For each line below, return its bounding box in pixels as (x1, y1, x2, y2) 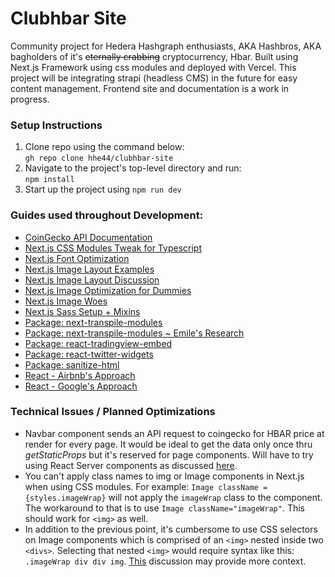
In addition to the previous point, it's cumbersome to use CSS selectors (24, 523, 318, 535)
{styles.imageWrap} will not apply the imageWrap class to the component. (24, 491, 323, 503)
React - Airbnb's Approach (24, 369, 136, 381)
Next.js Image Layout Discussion (24, 273, 160, 286)
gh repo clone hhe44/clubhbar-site (24, 153, 174, 164)
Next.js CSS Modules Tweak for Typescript (24, 242, 202, 254)
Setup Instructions (10, 118, 103, 132)
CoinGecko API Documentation (24, 231, 153, 243)
